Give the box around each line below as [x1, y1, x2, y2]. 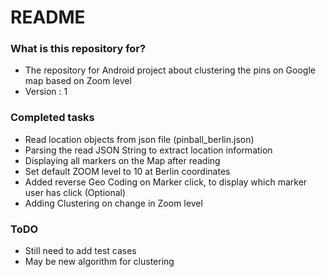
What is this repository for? [10, 42, 147, 56]
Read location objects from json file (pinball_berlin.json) [24, 133, 255, 145]
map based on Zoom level [24, 75, 132, 87]
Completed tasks [10, 111, 95, 125]
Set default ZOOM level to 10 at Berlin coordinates [24, 165, 231, 177]
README [10, 6, 86, 29]
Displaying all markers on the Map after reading [24, 154, 221, 166]
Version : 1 [24, 86, 68, 98]
